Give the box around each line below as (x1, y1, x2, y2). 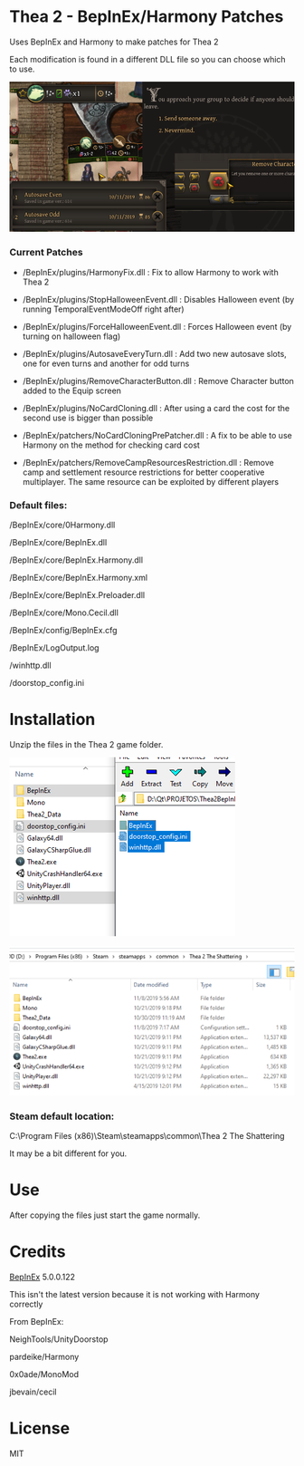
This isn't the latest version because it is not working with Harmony (9, 1288, 261, 1299)
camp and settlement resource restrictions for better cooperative (22, 467, 265, 477)
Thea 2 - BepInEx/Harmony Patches (9, 6, 284, 27)
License (9, 1418, 71, 1438)
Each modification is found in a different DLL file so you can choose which (9, 53, 287, 64)
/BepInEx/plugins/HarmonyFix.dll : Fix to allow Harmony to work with (22, 266, 279, 277)
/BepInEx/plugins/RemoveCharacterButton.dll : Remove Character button (22, 375, 294, 386)
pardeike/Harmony (9, 1351, 80, 1362)
